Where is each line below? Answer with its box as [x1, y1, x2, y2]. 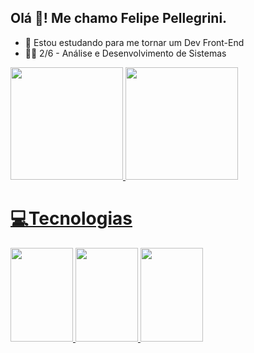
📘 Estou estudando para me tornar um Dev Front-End [24, 36, 245, 48]
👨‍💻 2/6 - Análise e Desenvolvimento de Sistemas [24, 47, 227, 59]
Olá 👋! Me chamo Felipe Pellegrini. [10, 10, 228, 27]
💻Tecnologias [10, 207, 133, 230]
